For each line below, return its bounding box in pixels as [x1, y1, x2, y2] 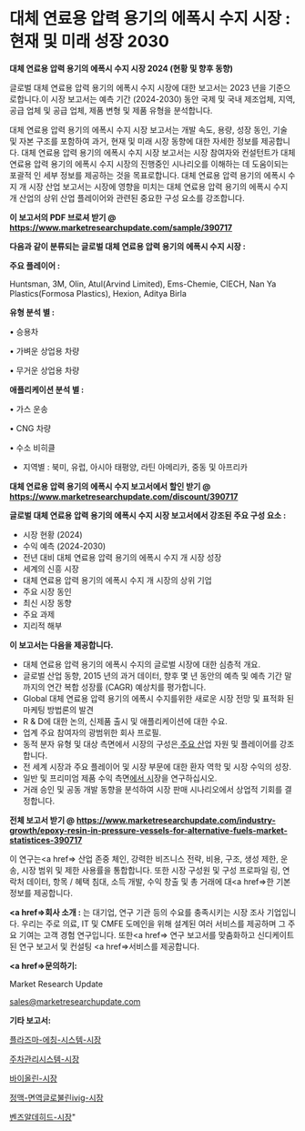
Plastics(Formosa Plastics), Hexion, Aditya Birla [9, 288, 187, 298]
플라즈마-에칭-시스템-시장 [9, 1034, 102, 1045]
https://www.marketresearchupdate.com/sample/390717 [9, 222, 233, 233]
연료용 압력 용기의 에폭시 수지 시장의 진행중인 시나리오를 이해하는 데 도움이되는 [9, 158, 290, 169]
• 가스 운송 [9, 403, 48, 414]
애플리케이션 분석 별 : [9, 384, 85, 395]
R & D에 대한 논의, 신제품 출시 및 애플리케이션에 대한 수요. [22, 715, 228, 726]
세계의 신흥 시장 [22, 563, 79, 574]
